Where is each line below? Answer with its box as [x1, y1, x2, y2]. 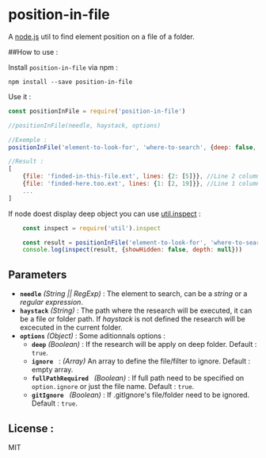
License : [8, 421, 54, 435]
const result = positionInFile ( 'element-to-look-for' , [22, 238, 207, 247]
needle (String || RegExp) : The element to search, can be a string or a [19, 289, 248, 298]
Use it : [8, 91, 32, 101]
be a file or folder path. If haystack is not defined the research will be [19, 314, 245, 324]
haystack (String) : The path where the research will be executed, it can [19, 306, 253, 315]
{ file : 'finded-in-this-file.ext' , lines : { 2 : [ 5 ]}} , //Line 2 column [22, 172, 260, 180]
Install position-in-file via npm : [8, 62, 119, 72]
